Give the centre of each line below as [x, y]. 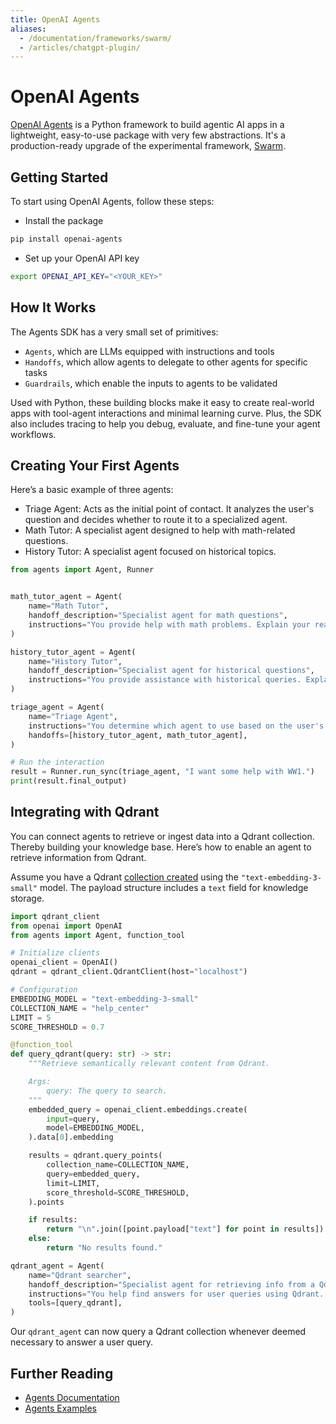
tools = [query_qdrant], [75, 1303]
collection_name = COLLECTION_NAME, [118, 1165]
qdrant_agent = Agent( [57, 1266]
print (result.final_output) [69, 781]
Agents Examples [60, 1408]
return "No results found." [104, 1248]
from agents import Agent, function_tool [98, 935]
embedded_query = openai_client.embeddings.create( [138, 1109]
